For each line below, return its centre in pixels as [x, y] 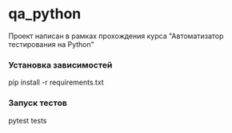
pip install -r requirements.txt [56, 82]
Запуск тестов [38, 103]
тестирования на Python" [51, 44]
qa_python [45, 14]
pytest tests [28, 120]
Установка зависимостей [60, 65]
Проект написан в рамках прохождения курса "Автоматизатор [116, 36]
